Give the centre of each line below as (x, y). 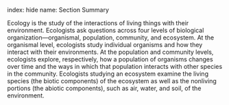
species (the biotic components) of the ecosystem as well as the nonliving (112, 81)
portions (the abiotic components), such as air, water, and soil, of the (104, 88)
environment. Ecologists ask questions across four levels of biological (106, 30)
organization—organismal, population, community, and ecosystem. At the (111, 37)
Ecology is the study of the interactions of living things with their (98, 23)
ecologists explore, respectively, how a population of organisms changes (110, 59)
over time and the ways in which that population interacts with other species (115, 66)
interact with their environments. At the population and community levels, (110, 52)
